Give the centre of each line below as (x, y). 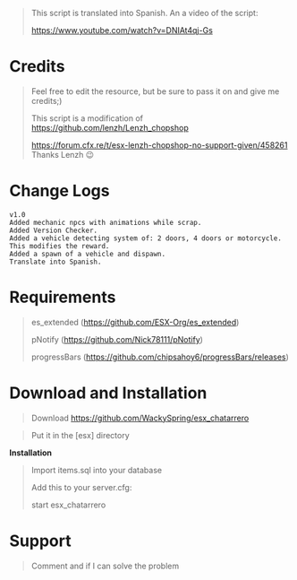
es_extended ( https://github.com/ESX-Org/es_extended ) (135, 322)
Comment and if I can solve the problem (105, 566)
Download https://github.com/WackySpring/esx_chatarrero (140, 418)
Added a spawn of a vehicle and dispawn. (88, 254)
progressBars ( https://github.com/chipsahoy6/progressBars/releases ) (160, 357)
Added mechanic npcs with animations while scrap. (106, 222)
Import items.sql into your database (97, 470)
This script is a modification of (87, 118)
